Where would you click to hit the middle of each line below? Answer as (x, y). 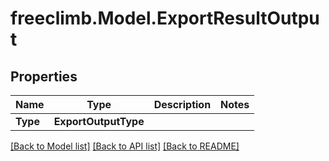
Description (182, 104)
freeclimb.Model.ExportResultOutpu (165, 18)
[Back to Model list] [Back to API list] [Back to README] (125, 146)
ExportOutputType (99, 121)
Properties (44, 76)
